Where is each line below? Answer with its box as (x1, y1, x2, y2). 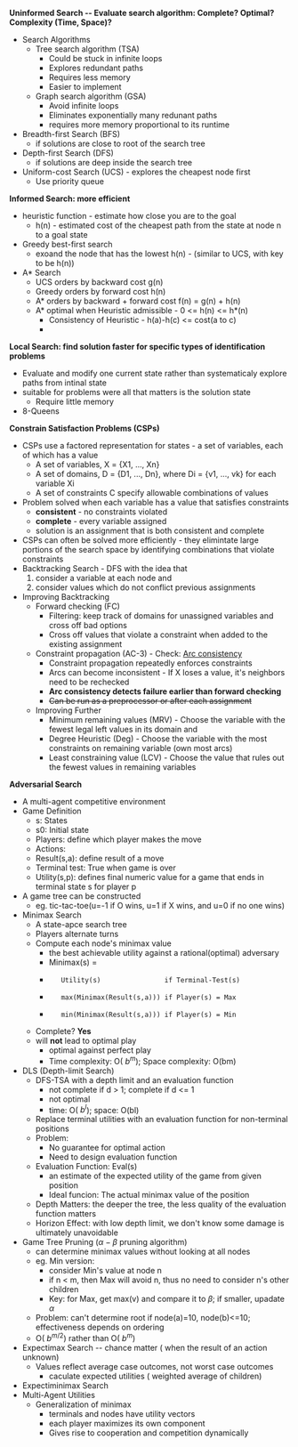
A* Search (21, 267, 61, 278)
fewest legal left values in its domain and (48, 724, 198, 734)
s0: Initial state (35, 825, 89, 835)
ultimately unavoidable (35, 1227, 118, 1238)
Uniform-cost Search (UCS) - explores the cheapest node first (21, 166, 251, 177)
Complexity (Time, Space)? (9, 17, 113, 28)
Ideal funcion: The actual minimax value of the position (48, 1190, 250, 1200)
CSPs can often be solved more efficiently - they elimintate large (21, 535, 260, 546)
